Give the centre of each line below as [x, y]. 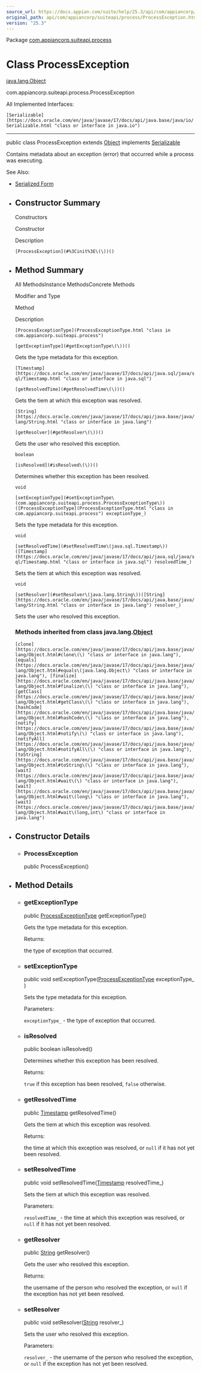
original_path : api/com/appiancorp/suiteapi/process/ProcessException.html [103, 17]
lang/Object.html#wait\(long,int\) [59, 813]
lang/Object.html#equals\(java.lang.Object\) [72, 671]
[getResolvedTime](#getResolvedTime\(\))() [70, 389]
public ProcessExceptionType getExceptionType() [85, 915]
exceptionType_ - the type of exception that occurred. [90, 1020]
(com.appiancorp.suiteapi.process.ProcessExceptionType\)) [90, 503]
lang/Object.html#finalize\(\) [54, 687]
